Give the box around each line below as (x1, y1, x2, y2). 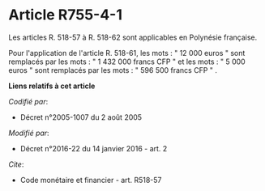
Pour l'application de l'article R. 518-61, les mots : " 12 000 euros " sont (8, 48, 246, 57)
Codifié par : (8, 96, 49, 106)
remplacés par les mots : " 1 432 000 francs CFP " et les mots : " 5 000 (8, 57, 246, 66)
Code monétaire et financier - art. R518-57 (19, 175, 162, 185)
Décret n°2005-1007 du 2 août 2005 (19, 112, 143, 122)
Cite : (8, 159, 24, 169)
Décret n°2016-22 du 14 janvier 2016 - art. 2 (19, 143, 168, 153)
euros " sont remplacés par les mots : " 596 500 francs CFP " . (8, 65, 217, 74)
